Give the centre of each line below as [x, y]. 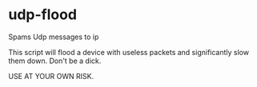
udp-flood [43, 15]
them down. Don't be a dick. [55, 61]
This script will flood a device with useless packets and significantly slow [129, 52]
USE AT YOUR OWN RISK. [51, 76]
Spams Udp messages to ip [54, 37]
